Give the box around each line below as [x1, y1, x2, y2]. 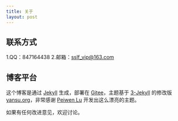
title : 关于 [6, 8, 33, 15]
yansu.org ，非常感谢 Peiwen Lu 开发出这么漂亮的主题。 [6, 96, 140, 103]
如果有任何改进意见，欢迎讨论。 [6, 109, 83, 116]
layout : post [6, 14, 38, 20]
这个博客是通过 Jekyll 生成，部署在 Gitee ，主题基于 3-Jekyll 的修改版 [6, 89, 172, 96]
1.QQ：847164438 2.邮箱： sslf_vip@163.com [6, 54, 114, 61]
